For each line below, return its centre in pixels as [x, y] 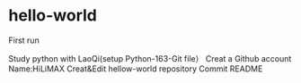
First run [24, 40]
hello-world [53, 16]
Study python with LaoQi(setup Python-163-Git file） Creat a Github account [150, 58]
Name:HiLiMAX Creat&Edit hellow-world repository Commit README [136, 69]
